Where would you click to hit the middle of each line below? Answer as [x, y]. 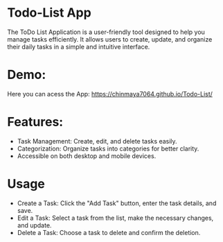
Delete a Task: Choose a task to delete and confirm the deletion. [109, 232]
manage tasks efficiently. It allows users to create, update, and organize [110, 39]
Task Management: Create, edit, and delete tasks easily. [97, 141]
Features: [35, 122]
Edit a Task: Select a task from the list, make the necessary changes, [115, 218]
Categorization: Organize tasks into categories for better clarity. [108, 148]
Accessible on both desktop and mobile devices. [87, 156]
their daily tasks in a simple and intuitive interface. [79, 46]
